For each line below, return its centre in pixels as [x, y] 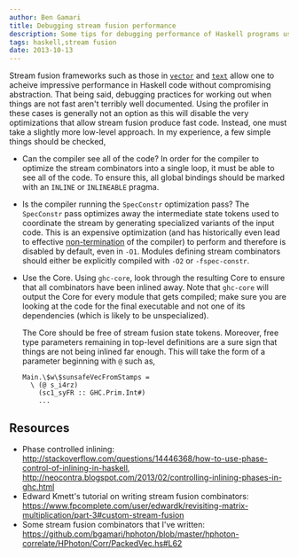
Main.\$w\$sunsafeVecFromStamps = [86, 378]
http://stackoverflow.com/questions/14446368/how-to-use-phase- [145, 459]
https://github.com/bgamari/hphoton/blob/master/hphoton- [130, 534]
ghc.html [38, 486]
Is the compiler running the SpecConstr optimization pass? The [136, 204]
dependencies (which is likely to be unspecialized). [115, 316]
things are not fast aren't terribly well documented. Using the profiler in [139, 104]
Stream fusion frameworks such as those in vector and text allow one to [142, 75]
